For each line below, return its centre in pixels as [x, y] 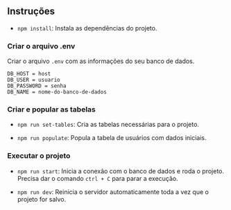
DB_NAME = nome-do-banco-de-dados [57, 92]
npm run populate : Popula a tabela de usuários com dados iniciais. [112, 138]
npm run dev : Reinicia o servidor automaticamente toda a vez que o [113, 192]
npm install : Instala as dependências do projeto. [87, 28]
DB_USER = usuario [34, 80]
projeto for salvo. [42, 199]
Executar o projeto [39, 156]
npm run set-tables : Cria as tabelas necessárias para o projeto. [108, 125]
